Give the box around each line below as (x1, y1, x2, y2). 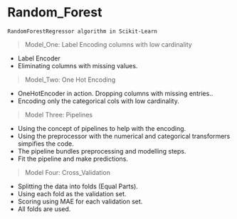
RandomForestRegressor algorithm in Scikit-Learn (7, 28, 158, 35)
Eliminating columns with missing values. (17, 61, 138, 70)
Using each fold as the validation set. (17, 189, 127, 198)
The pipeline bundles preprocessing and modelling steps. (17, 146, 186, 155)
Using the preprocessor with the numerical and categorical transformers (17, 132, 231, 140)
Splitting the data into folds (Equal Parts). (17, 182, 139, 191)
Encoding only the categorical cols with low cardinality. (17, 97, 179, 105)
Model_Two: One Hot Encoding (24, 75, 116, 84)
